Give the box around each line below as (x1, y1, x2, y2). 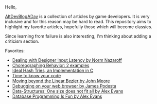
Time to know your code (12, 73, 61, 78)
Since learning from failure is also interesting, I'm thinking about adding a (5, 34, 152, 39)
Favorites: (5, 48, 25, 53)
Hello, (5, 4, 17, 10)
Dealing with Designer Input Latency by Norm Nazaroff (12, 57, 122, 63)
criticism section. (5, 38, 39, 44)
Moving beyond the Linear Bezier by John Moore (12, 78, 110, 84)
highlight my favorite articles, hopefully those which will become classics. (5, 24, 153, 30)
